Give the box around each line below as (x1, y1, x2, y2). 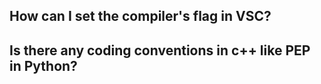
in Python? (9, 57, 78, 74)
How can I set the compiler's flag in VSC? (9, 8, 272, 25)
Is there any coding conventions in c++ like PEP (9, 42, 311, 59)
